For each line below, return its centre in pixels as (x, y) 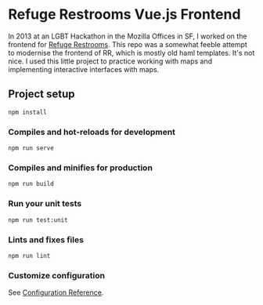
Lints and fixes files (46, 239)
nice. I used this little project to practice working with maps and (110, 61)
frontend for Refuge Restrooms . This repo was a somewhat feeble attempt (128, 44)
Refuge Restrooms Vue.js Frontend (124, 15)
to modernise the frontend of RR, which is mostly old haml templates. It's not (131, 53)
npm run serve (31, 148)
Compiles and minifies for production (80, 168)
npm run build (31, 184)
